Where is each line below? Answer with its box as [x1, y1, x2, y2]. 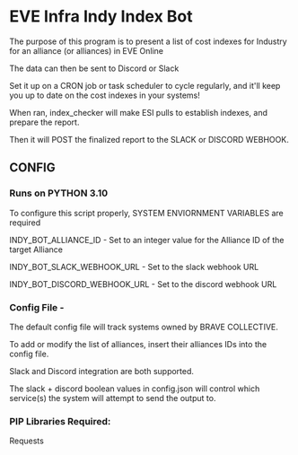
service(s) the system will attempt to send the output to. [9, 392, 216, 403]
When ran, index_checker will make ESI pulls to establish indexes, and [9, 107, 267, 118]
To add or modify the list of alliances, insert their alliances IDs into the [9, 338, 267, 349]
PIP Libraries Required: [9, 415, 111, 427]
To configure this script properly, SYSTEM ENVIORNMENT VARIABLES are [9, 207, 285, 218]
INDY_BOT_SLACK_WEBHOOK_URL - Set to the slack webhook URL [9, 261, 259, 272]
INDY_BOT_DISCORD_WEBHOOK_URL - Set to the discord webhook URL [9, 278, 277, 289]
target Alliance [9, 244, 63, 255]
